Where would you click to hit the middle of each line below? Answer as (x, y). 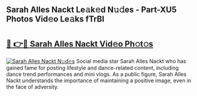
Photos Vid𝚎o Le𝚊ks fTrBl (55, 19)
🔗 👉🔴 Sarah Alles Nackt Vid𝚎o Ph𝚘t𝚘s (80, 44)
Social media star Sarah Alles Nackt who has (131, 61)
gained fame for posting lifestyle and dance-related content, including (93, 68)
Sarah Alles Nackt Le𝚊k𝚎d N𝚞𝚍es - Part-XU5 (91, 10)
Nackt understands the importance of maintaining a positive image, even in (99, 80)
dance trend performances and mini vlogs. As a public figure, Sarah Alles (96, 74)
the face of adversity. (32, 87)
